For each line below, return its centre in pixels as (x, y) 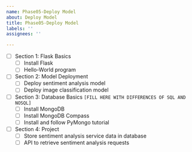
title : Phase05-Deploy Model (42, 23)
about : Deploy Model (32, 17)
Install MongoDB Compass (57, 115)
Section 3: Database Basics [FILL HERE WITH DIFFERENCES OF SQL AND (100, 97)
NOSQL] (23, 103)
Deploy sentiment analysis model (65, 83)
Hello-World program (50, 70)
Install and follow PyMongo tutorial (66, 122)
